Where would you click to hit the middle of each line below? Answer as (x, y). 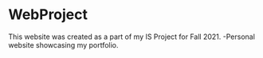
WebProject (48, 15)
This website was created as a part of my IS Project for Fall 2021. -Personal (131, 37)
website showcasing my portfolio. (63, 44)
